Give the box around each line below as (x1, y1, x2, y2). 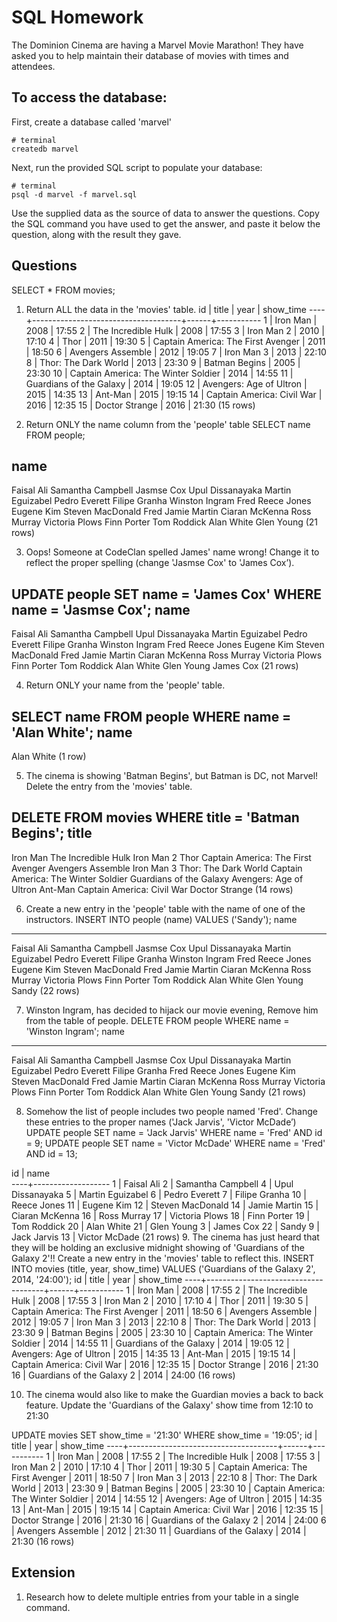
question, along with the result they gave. (11, 228, 182, 240)
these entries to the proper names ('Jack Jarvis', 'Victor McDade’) (25, 1116, 297, 1128)
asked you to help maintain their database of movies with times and (11, 49, 289, 61)
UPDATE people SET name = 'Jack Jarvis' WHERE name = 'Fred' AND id (25, 1126, 323, 1138)
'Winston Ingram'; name (25, 1025, 125, 1037)
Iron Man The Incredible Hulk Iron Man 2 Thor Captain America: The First (11, 851, 312, 863)
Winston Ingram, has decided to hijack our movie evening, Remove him (25, 1004, 319, 1016)
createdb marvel (11, 144, 79, 154)
